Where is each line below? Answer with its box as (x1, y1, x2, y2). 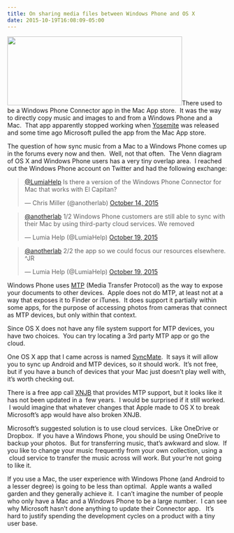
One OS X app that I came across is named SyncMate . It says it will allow (7, 352, 219, 361)
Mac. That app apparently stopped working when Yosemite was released (7, 121, 219, 129)
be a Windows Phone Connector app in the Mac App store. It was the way (7, 106, 221, 114)
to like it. (7, 461, 32, 470)
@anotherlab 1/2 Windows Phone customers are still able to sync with (24, 212, 226, 220)
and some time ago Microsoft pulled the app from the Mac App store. (7, 128, 206, 137)
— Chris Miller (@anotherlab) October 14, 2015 (24, 198, 159, 207)
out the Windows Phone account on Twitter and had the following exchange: (7, 164, 227, 172)
